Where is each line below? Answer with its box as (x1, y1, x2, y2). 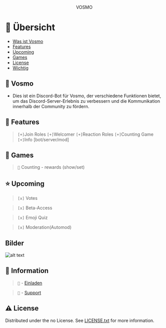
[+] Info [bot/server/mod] (17, 136, 69, 142)
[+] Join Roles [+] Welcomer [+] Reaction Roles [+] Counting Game (17, 131, 154, 137)
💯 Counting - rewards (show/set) (17, 164, 85, 170)
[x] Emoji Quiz (17, 215, 48, 221)
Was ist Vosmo (12, 38, 44, 44)
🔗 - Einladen (17, 280, 43, 286)
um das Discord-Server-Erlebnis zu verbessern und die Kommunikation (12, 98, 160, 104)
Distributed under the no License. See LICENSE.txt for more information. (5, 317, 154, 323)
